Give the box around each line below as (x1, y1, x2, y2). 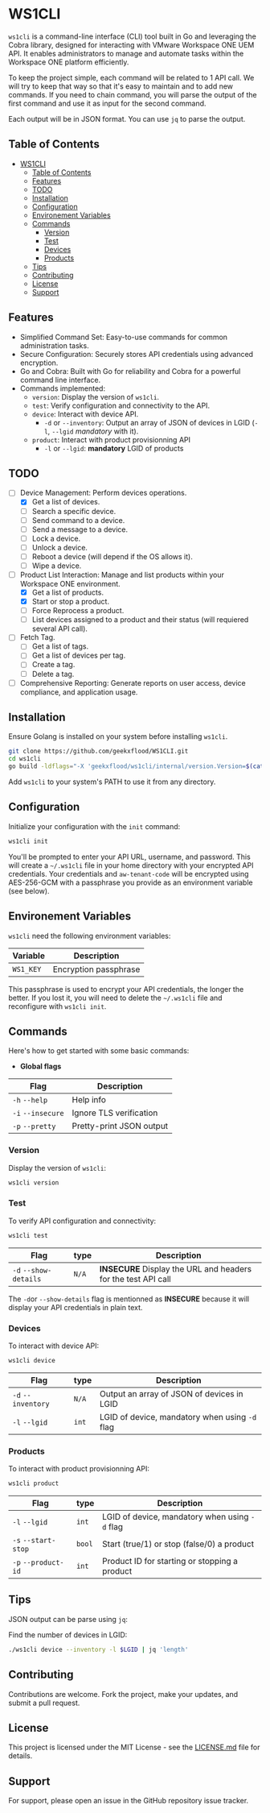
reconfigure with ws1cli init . (8, 1001, 107, 1011)
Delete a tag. (31, 669, 75, 678)
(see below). (8, 886, 50, 895)
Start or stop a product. (31, 597, 110, 607)
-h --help (12, 1096, 48, 1105)
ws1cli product (8, 1479, 59, 1487)
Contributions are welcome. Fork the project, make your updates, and (8, 1689, 239, 1699)
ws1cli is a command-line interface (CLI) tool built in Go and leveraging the (8, 31, 257, 41)
